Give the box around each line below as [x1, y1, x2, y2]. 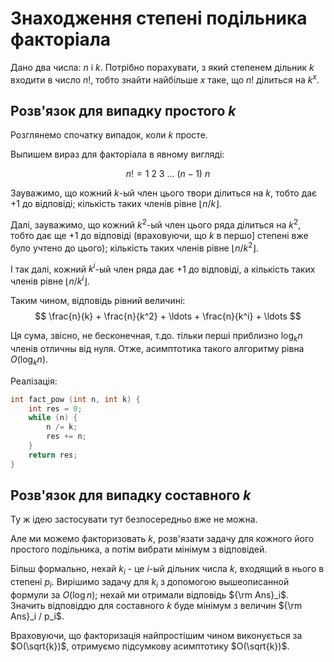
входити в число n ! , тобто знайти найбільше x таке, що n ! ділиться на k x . [10, 72, 320, 86]
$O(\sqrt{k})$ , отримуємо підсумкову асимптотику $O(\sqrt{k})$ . [10, 640, 290, 652]
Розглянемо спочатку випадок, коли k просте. [10, 129, 208, 141]
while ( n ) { [28, 413, 78, 423]
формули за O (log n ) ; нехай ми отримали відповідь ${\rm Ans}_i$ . [10, 589, 290, 601]
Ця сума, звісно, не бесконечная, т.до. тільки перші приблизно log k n [10, 330, 303, 344]
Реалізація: [10, 375, 58, 387]
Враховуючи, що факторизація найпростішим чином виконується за [10, 630, 303, 642]
